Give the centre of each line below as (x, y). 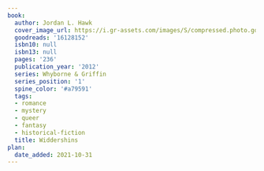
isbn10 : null (36, 45)
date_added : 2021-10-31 (53, 154)
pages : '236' (36, 60)
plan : (16, 147)
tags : (24, 96)
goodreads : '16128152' (52, 37)
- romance (30, 103)
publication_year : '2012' (57, 67)
